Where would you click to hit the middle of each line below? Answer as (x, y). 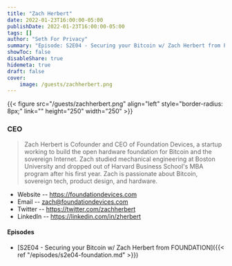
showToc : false (29, 53)
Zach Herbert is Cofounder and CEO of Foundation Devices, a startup (123, 144)
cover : (17, 78)
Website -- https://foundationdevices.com (77, 194)
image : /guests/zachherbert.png (66, 84)
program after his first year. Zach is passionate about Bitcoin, (111, 173)
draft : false (26, 71)
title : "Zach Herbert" (40, 13)
